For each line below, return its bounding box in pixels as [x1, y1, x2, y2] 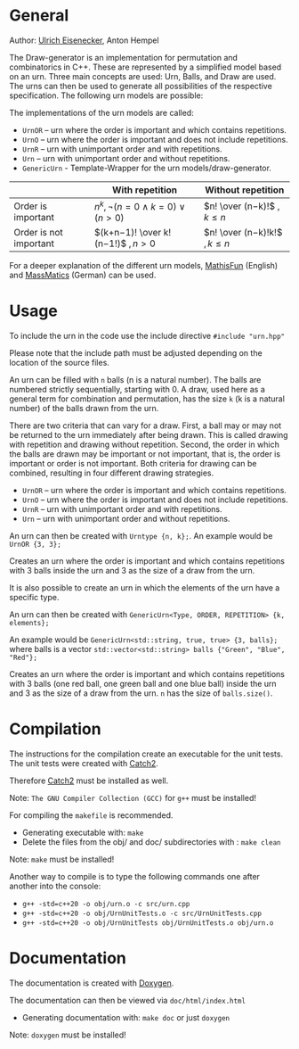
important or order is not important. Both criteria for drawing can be [9, 458, 257, 469]
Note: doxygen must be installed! [9, 1029, 126, 1040]
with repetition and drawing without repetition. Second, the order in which [9, 439, 280, 450]
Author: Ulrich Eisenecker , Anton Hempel [9, 35, 159, 45]
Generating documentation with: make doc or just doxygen [21, 1012, 230, 1023]
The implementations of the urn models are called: [9, 107, 194, 118]
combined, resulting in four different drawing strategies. [9, 467, 214, 478]
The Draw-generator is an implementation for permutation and [9, 52, 238, 62]
